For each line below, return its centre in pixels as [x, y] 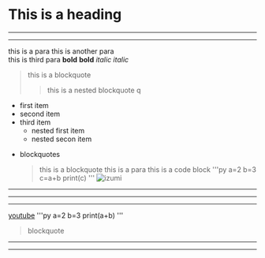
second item [40, 114]
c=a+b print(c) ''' [67, 178]
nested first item [58, 130]
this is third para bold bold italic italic [69, 59]
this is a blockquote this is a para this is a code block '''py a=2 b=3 [147, 169]
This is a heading [65, 15]
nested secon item [62, 139]
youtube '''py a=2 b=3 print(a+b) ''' [66, 215]
